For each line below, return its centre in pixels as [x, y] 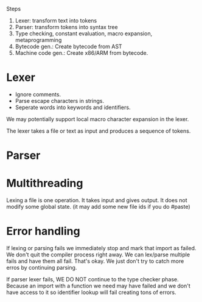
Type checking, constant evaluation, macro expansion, [84, 33]
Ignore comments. [38, 94]
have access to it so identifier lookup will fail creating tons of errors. [91, 292]
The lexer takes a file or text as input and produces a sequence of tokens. [99, 131]
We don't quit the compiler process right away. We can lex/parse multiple [98, 255]
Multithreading [45, 184]
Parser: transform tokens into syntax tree [66, 27]
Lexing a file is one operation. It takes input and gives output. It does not [97, 200]
